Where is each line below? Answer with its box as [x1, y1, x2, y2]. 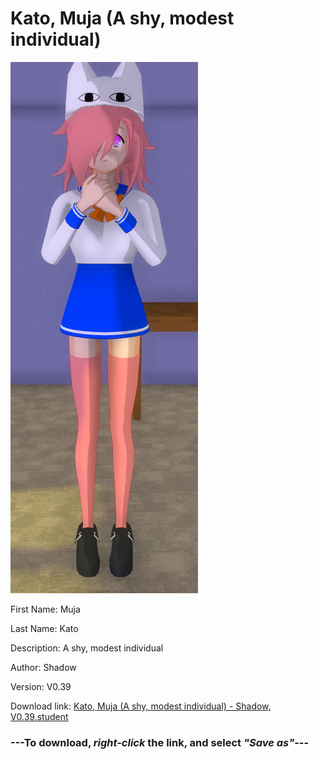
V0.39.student [10, 710, 69, 722]
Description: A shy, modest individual [10, 642, 164, 654]
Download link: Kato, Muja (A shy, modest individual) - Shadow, [10, 700, 272, 712]
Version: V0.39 [10, 680, 72, 692]
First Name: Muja [10, 603, 81, 615]
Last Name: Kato [10, 622, 79, 634]
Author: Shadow [10, 661, 77, 673]
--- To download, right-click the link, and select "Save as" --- [10, 735, 310, 749]
